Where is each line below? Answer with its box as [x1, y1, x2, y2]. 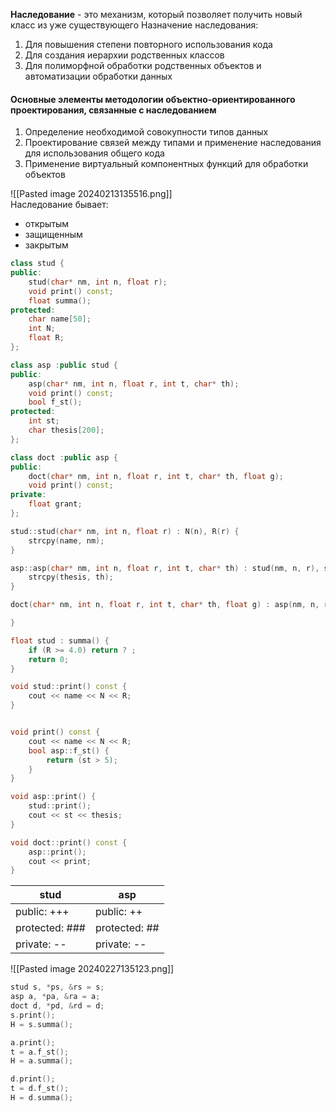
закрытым [24, 239, 69, 251]
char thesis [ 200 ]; [28, 425, 105, 436]
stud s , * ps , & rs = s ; [10, 982, 105, 993]
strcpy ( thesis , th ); [28, 572, 114, 583]
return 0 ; [28, 654, 70, 664]
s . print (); [10, 1010, 56, 1020]
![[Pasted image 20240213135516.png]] [10, 188, 173, 200]
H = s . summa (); [10, 1019, 74, 1029]
